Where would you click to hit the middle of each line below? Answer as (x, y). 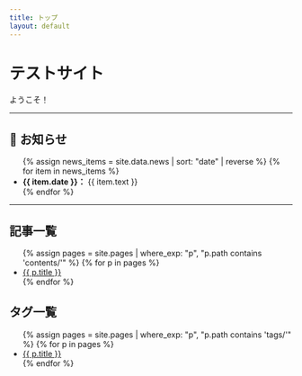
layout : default (40, 26)
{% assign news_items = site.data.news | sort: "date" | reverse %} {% (151, 162)
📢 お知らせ (38, 139)
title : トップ (34, 18)
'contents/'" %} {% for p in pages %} (91, 263)
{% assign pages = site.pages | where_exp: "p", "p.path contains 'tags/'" (157, 335)
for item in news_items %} (71, 171)
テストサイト (57, 73)
